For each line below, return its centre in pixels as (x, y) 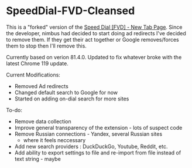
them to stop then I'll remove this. (46, 46)
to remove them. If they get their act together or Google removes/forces (93, 39)
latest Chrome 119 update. (37, 63)
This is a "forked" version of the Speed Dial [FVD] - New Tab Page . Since (94, 27)
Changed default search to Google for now (66, 92)
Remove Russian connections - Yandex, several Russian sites (88, 134)
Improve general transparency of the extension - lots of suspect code (98, 127)
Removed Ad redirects (41, 86)
